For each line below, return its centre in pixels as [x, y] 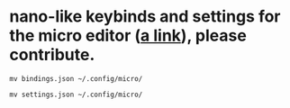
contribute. [52, 55]
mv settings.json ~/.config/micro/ [76, 94]
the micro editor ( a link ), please [128, 36]
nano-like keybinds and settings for [145, 17]
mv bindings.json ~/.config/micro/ [76, 78]
